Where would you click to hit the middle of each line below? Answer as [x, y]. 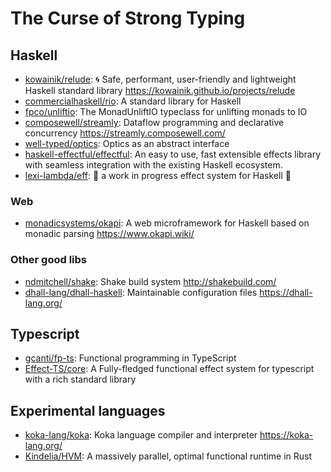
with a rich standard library [80, 379]
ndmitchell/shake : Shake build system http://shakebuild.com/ [150, 281]
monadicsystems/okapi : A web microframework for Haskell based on [167, 223]
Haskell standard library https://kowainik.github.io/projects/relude [160, 90]
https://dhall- [286, 292]
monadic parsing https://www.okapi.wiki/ [109, 234]
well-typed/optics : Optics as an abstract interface [127, 143]
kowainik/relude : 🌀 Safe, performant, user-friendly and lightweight [160, 79]
